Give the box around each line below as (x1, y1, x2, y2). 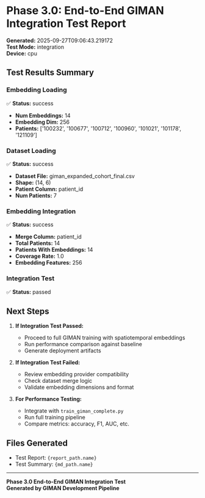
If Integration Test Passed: (15, 322, 84, 330)
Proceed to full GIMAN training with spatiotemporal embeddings (24, 334, 185, 341)
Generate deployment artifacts (24, 347, 102, 354)
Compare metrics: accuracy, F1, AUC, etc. (24, 420, 130, 427)
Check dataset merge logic (24, 377, 93, 385)
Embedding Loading (6, 86, 67, 94)
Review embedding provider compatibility (24, 371, 129, 378)
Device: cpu (6, 49, 38, 57)
